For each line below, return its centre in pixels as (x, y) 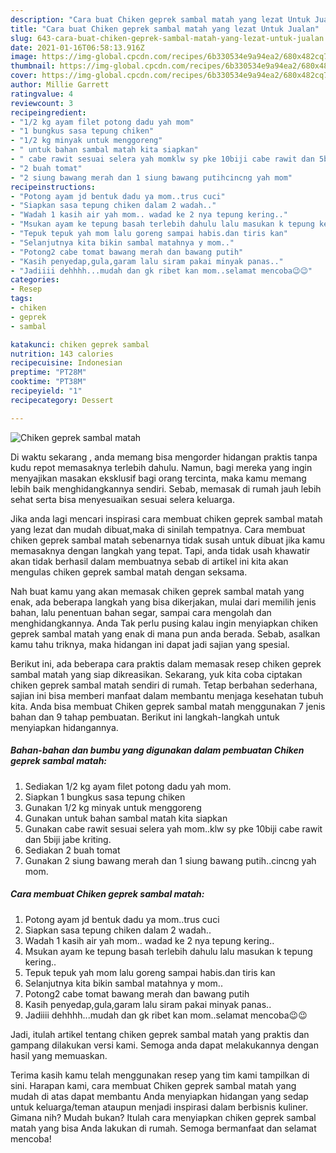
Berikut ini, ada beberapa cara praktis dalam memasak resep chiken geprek (166, 663)
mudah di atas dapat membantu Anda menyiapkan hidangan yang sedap (159, 1096)
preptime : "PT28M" (48, 372)
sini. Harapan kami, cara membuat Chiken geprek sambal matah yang (153, 1085)
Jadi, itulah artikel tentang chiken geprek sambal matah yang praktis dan (160, 1034)
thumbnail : (33, 66)
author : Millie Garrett (60, 85)
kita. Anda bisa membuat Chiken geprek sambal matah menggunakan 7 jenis (168, 706)
